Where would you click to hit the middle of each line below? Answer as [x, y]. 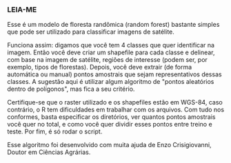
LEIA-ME [22, 10]
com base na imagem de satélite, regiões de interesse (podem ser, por [108, 60]
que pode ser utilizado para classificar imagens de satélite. [91, 32]
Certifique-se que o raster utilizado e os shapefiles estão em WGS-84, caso [115, 102]
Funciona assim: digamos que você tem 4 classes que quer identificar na [111, 45]
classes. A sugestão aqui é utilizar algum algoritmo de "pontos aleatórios [111, 82]
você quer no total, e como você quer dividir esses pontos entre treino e [110, 124]
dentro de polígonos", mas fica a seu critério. [71, 89]
